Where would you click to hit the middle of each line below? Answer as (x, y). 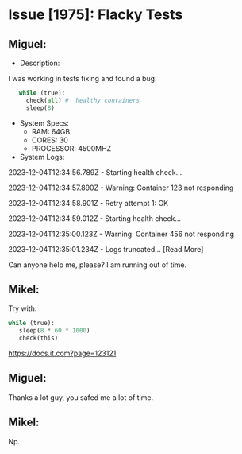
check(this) (38, 338)
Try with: (23, 308)
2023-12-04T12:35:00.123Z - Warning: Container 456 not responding (121, 234)
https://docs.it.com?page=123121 (62, 353)
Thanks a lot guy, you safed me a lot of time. (81, 397)
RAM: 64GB (51, 131)
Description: (40, 63)
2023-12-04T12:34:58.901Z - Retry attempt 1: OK (88, 203)
